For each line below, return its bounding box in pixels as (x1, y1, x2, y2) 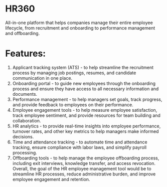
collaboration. (12, 117, 41, 123)
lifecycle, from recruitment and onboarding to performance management (5, 25, 155, 31)
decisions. (12, 133, 34, 139)
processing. (12, 149, 38, 155)
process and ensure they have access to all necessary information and (12, 86, 159, 92)
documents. (12, 91, 38, 97)
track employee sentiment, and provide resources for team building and (12, 112, 160, 118)
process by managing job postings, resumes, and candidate (12, 70, 136, 76)
